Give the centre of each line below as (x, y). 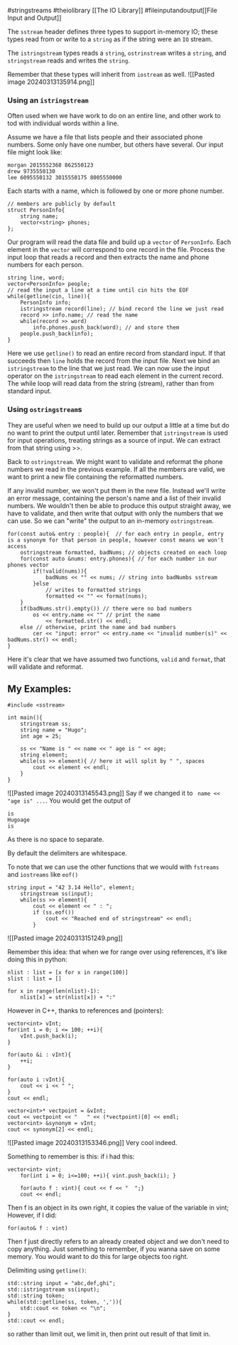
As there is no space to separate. (56, 840)
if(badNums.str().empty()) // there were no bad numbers (106, 608)
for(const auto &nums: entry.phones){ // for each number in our (119, 559)
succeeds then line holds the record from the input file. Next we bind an (114, 361)
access (17, 546)
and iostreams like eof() (43, 875)
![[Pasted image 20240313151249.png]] (65, 938)
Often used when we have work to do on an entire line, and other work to (114, 116)
